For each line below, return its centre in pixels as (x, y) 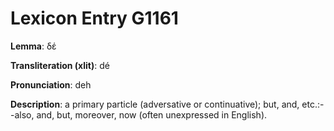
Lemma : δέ (33, 46)
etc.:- (313, 104)
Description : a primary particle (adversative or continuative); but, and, (155, 104)
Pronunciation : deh (51, 84)
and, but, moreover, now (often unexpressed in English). (152, 114)
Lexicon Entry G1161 (94, 18)
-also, (22, 114)
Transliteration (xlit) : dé (60, 65)
